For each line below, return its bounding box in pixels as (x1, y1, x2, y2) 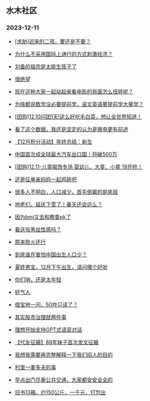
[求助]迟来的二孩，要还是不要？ (14, 38, 91, 45)
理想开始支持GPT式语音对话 (14, 326, 82, 333)
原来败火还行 (14, 238, 46, 245)
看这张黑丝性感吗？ (14, 226, 62, 233)
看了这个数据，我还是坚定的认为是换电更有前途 (14, 126, 128, 133)
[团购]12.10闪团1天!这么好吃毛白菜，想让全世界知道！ (14, 113, 142, 120)
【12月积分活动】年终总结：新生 (14, 138, 93, 145)
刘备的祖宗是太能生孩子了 (14, 63, 77, 70)
